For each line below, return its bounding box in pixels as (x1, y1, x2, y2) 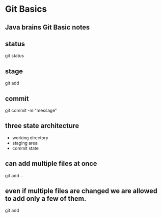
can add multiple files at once (5, 159, 97, 168)
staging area (12, 140, 38, 146)
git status (5, 53, 24, 59)
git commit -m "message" (5, 107, 57, 114)
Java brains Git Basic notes (5, 23, 90, 31)
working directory (12, 134, 49, 141)
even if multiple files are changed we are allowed (5, 187, 158, 195)
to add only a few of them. (5, 194, 87, 203)
